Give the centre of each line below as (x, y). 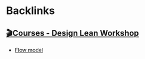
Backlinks (31, 11)
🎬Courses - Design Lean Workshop (73, 33)
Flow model (29, 50)
